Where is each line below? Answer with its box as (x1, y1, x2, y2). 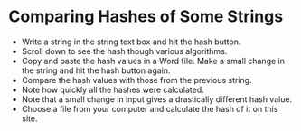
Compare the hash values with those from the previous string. (21, 74, 252, 85)
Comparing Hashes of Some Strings (8, 6, 284, 27)
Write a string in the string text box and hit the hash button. (21, 36, 241, 47)
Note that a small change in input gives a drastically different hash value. (21, 93, 293, 105)
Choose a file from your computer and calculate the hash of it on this (21, 103, 278, 114)
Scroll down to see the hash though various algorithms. (21, 45, 228, 56)
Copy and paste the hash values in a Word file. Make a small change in (21, 55, 286, 66)
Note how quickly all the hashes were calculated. (21, 84, 204, 95)
